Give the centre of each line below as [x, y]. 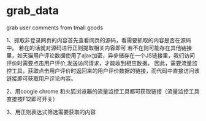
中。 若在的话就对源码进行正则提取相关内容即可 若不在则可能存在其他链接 [99, 48]
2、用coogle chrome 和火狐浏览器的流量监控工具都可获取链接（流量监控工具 [103, 91]
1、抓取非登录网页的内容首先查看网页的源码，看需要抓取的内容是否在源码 [99, 40]
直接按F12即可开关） [32, 99]
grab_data [33, 11]
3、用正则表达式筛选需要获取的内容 [51, 112]
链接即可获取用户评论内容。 [41, 78]
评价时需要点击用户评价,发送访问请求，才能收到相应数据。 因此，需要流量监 [102, 63]
